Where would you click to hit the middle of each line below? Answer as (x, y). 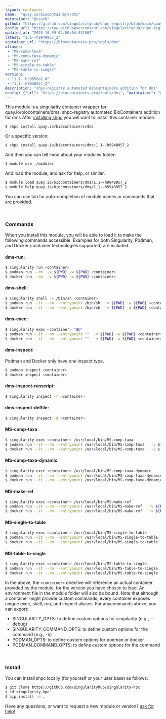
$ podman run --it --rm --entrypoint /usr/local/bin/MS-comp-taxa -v (80, 444)
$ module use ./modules (30, 164)
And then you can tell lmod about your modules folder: (61, 155)
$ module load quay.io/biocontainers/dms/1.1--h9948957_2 (66, 182)
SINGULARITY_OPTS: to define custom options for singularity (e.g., (81, 618)
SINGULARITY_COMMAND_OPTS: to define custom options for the (80, 629)
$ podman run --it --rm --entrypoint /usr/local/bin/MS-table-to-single (82, 569)
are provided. (19, 202)
